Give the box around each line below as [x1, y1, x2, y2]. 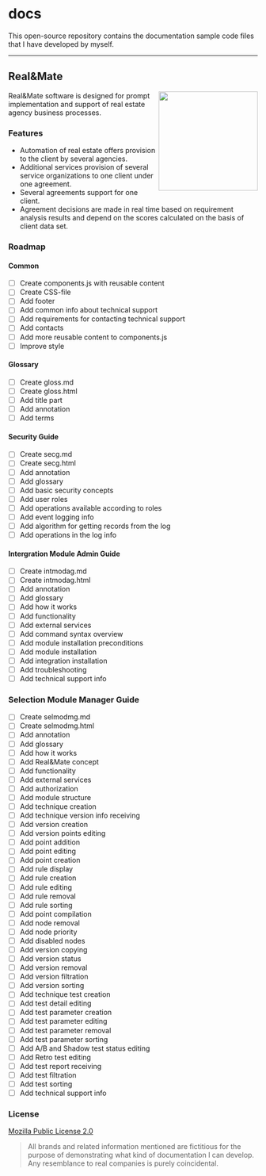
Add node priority [19, 927, 78, 937]
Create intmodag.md [19, 566, 87, 576]
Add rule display [19, 864, 74, 874]
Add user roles [19, 494, 68, 504]
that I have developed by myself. [8, 39, 115, 48]
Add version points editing [19, 829, 106, 838]
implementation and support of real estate [8, 99, 146, 109]
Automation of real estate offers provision [19, 146, 156, 155]
